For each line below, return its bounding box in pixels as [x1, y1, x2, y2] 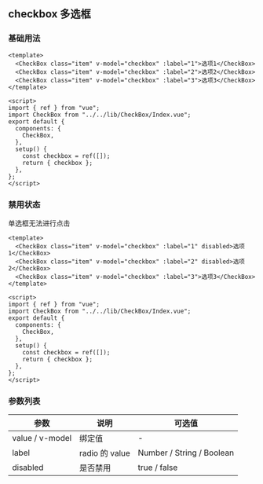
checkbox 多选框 [8, 7, 92, 21]
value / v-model [12, 433, 72, 444]
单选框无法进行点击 [8, 218, 71, 228]
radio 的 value [79, 448, 131, 459]
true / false [137, 462, 178, 473]
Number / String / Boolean [137, 447, 235, 458]
